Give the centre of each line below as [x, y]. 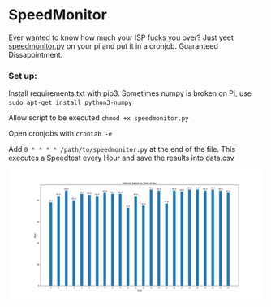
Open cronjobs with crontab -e [60, 134]
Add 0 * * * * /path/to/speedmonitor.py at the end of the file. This [122, 149]
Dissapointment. [36, 54]
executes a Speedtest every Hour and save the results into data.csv [121, 158]
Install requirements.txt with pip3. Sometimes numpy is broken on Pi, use [130, 93]
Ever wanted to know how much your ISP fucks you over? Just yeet [121, 37]
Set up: [23, 76]
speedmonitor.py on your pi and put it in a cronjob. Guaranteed [114, 45]
